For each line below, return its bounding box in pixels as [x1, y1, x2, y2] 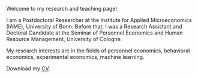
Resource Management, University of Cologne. [6, 36, 122, 42]
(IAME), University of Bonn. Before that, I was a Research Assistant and [6, 23, 182, 30]
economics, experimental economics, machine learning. [6, 54, 145, 60]
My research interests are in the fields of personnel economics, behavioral [6, 47, 190, 54]
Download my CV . [6, 65, 50, 72]
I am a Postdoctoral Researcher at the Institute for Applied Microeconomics [6, 17, 192, 23]
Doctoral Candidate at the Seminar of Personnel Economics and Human [6, 29, 183, 36]
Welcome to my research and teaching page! [6, 5, 118, 12]
